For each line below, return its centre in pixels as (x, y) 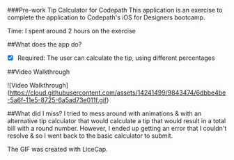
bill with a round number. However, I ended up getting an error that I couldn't (117, 129)
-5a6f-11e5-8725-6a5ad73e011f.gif (57, 100)
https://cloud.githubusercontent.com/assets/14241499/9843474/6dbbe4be (118, 93)
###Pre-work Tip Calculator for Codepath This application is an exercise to (115, 10)
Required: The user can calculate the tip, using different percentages (116, 58)
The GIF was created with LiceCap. (57, 150)
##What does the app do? (45, 44)
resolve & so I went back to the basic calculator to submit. (90, 136)
